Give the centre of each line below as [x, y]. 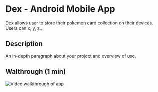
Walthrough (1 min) [36, 72]
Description [24, 44]
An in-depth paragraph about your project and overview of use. [71, 56]
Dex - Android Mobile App [60, 9]
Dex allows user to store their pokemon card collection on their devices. [80, 23]
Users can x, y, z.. [24, 28]
